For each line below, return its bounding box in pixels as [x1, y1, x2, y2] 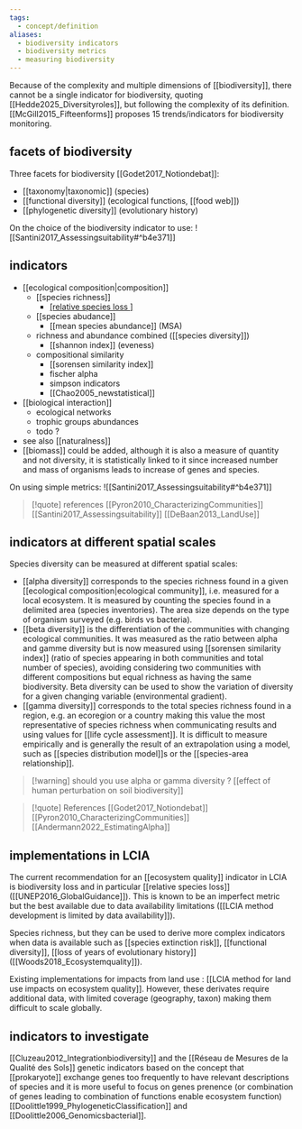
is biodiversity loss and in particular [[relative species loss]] [9, 881, 231, 893]
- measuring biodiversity [17, 55, 115, 64]
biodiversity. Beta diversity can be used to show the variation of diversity [22, 682, 294, 693]
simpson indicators [49, 378, 121, 389]
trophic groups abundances [35, 416, 140, 427]
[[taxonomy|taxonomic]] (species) [22, 186, 150, 197]
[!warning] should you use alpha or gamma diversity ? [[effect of [31, 776, 271, 786]
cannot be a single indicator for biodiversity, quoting [9, 89, 204, 100]
